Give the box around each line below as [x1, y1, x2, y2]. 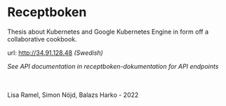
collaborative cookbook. [7, 34, 77, 43]
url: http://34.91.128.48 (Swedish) [7, 48, 103, 57]
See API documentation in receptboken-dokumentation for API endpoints [7, 62, 219, 70]
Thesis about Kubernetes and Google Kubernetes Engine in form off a [7, 27, 209, 36]
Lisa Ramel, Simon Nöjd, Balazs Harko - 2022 [7, 91, 139, 99]
